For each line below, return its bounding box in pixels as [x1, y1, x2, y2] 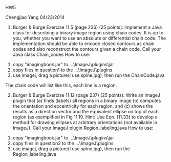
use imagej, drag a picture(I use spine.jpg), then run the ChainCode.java [12, 72, 165, 78]
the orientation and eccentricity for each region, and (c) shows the [12, 103, 153, 109]
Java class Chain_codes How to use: [12, 51, 91, 57]
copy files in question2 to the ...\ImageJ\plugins [12, 140, 114, 146]
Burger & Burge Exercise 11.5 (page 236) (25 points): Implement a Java [12, 24, 162, 30]
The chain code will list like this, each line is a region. [5, 82, 117, 88]
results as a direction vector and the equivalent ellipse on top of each [12, 109, 159, 114]
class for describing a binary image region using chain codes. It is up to [12, 30, 164, 35]
